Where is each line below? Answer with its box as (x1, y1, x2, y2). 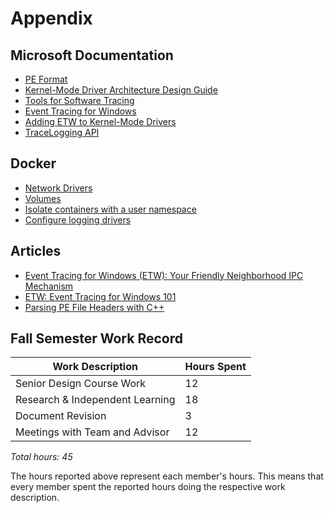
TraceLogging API (24, 127, 100, 138)
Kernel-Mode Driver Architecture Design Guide (24, 84, 218, 96)
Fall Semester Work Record (10, 330, 183, 347)
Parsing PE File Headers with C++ (24, 301, 165, 313)
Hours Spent (184, 360, 247, 374)
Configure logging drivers (24, 213, 132, 226)
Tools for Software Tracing (24, 95, 135, 106)
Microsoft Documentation (10, 47, 174, 64)
